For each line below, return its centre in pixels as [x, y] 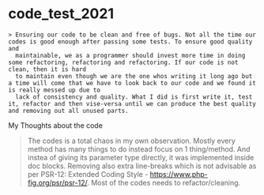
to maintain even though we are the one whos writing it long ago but [134, 76]
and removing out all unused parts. [68, 111]
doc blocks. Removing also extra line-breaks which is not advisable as [142, 166]
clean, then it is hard [47, 69]
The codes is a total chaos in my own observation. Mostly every [131, 141]
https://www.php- [179, 174]
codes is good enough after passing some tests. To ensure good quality [130, 41]
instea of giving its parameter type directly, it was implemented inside [141, 157]
